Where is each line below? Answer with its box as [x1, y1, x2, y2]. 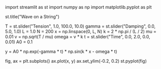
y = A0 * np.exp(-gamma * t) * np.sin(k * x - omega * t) [5, 49, 118, 54]
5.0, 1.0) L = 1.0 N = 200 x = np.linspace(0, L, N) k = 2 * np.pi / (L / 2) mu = [5, 29, 157, 34]
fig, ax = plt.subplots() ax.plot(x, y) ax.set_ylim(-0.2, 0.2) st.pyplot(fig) [5, 58, 147, 64]
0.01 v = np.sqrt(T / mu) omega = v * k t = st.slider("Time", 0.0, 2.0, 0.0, [5, 34, 151, 39]
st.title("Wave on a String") [5, 14, 60, 19]
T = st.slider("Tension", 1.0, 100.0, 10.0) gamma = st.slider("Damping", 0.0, [5, 23, 156, 29]
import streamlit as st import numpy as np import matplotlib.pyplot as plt [5, 4, 152, 10]
